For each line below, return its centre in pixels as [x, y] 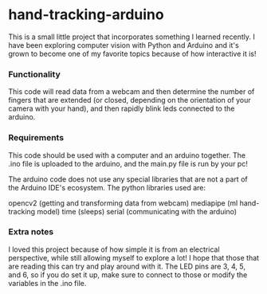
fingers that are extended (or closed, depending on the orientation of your [130, 100]
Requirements [36, 138]
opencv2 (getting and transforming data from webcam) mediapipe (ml [123, 203]
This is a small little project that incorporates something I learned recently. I [132, 37]
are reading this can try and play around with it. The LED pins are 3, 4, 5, [127, 266]
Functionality [35, 74]
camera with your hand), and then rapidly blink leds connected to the [122, 108]
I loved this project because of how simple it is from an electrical [114, 249]
